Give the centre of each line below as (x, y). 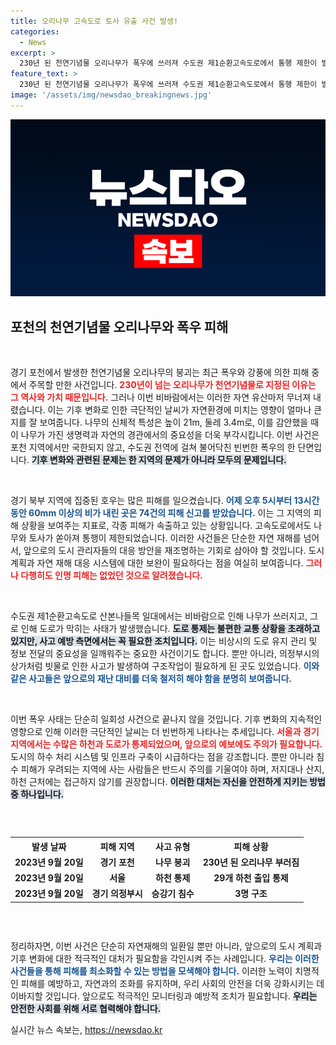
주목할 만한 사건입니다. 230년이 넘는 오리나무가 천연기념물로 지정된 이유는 (172, 385)
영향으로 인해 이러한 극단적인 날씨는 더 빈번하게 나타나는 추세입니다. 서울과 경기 (165, 732)
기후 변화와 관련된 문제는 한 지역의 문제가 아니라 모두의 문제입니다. (159, 460)
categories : (35, 31)
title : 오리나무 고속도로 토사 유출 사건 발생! (94, 21)
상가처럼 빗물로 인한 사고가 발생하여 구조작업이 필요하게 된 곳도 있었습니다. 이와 (165, 666)
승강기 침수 (173, 894)
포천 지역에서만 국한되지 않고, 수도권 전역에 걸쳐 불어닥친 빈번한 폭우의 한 (153, 447)
